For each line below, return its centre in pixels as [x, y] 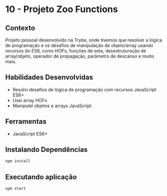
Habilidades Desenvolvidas [49, 78]
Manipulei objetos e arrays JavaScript [52, 106]
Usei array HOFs [30, 100]
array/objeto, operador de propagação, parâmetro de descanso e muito [80, 56]
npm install [18, 161]
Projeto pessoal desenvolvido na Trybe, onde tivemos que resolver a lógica [84, 40]
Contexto [20, 28]
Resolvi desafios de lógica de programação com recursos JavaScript [85, 89]
